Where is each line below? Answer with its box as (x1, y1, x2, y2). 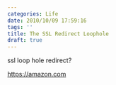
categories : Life (7, 10, 59, 18)
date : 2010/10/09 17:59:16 (7, 17, 87, 24)
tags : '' (7, 23, 33, 30)
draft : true (7, 37, 42, 44)
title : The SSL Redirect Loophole (7, 30, 110, 38)
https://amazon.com (7, 70, 66, 79)
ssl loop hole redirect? (7, 56, 72, 64)
